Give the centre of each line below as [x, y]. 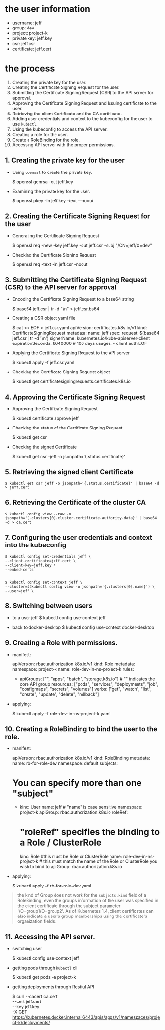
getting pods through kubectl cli [45, 968]
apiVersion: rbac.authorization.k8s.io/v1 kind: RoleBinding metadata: [81, 758]
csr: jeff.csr [24, 43]
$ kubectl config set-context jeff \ [44, 582]
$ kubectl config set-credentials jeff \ [48, 556]
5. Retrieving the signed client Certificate [69, 472]
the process [30, 69]
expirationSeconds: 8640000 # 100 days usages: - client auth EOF [80, 343]
